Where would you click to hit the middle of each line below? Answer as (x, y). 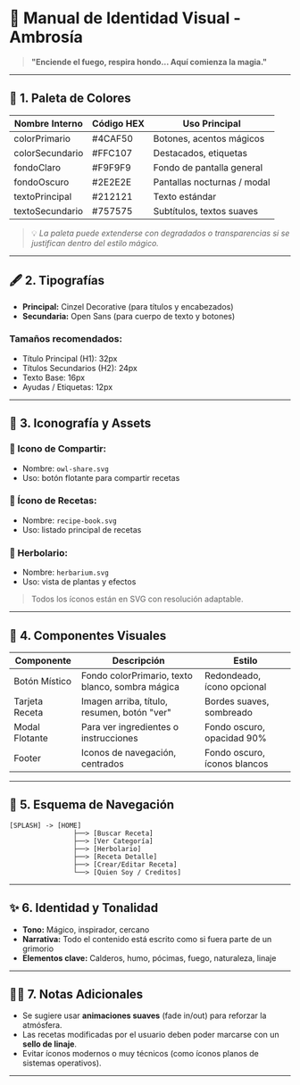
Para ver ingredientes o (130, 726)
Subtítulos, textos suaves (206, 211)
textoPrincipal (43, 196)
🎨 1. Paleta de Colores (70, 99)
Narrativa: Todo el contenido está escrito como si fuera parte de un (147, 939)
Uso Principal (212, 123)
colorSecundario (49, 153)
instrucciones (109, 738)
